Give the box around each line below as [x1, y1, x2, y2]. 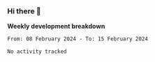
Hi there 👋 [7, 6, 42, 16]
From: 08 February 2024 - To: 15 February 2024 [7, 36, 149, 42]
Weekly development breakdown [7, 22, 105, 31]
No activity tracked [7, 48, 68, 55]
